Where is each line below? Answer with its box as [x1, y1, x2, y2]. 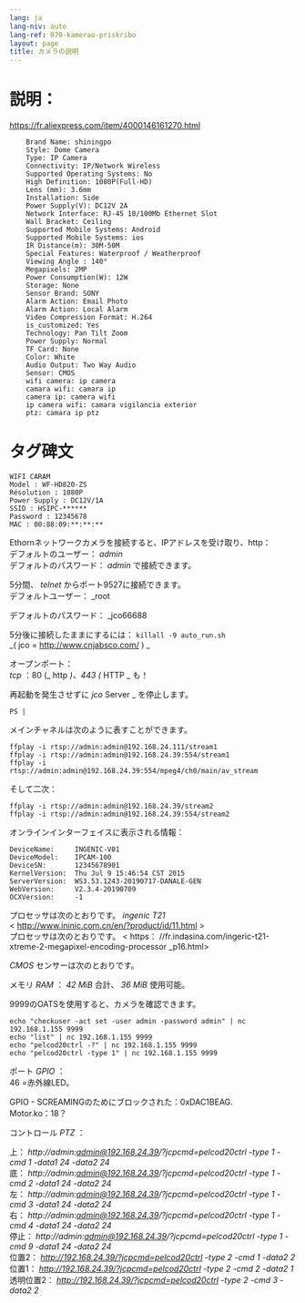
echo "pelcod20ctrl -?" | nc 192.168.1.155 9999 [9, 1041, 198, 1050]
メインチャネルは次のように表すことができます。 [9, 725, 193, 735]
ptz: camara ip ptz [25, 409, 100, 418]
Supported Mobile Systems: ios [25, 233, 145, 242]
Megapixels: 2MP [25, 265, 88, 274]
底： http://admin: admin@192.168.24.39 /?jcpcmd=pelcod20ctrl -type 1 [9, 1167, 275, 1178]
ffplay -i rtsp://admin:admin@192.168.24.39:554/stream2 [9, 809, 230, 819]
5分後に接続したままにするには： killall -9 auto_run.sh [9, 629, 226, 640]
